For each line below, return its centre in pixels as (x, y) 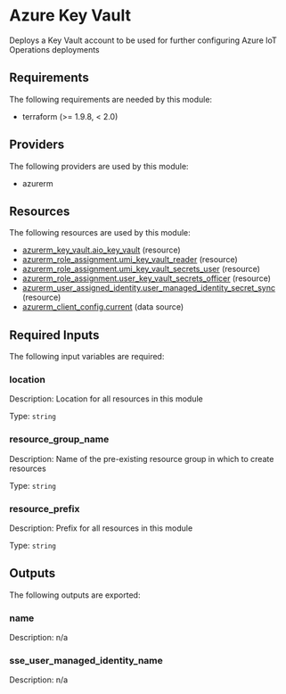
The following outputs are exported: (75, 595)
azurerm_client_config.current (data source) (103, 307)
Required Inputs (54, 335)
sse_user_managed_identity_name (86, 661)
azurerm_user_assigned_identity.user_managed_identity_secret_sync (149, 288)
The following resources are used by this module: (100, 233)
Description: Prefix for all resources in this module (101, 528)
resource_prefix (45, 508)
